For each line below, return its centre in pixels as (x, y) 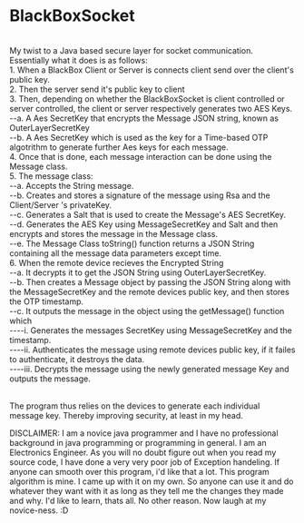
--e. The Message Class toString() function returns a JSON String (132, 243)
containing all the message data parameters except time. (116, 253)
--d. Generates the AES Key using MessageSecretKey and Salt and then (144, 224)
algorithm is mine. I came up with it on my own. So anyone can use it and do (152, 481)
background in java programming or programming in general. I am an (138, 442)
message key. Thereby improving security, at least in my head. (126, 415)
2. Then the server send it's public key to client (97, 89)
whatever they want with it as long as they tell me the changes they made (147, 490)
